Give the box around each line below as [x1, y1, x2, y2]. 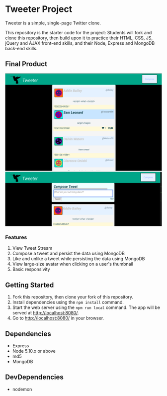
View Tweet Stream [12, 245, 53, 251]
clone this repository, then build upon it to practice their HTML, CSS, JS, [5, 35, 153, 41]
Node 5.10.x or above [12, 348, 56, 354]
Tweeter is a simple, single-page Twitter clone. [5, 20, 101, 26]
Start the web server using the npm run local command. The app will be [12, 304, 161, 310]
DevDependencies [5, 373, 64, 382]
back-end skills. [5, 45, 38, 51]
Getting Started [5, 281, 54, 289]
